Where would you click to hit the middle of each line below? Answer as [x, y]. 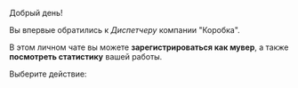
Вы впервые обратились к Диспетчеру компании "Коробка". [125, 30]
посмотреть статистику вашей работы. [86, 56]
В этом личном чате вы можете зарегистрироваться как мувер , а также [149, 47]
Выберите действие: [48, 74]
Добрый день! [36, 13]
